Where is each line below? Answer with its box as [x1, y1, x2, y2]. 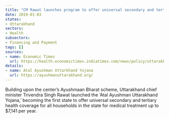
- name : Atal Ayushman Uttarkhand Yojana [5, 68, 94, 73]
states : [5, 17, 22, 22]
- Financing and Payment [5, 40, 57, 45]
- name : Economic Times [5, 54, 55, 59]
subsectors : [5, 36, 30, 41]
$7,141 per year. [5, 107, 37, 113]
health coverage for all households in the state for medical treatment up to [5, 102, 159, 108]
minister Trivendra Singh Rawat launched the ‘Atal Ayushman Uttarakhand [5, 91, 158, 98]
